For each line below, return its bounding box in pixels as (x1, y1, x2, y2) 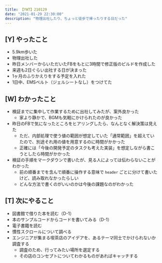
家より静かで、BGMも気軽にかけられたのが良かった (19, 115, 122, 120)
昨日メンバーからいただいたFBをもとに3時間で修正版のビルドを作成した (12, 61, 156, 67)
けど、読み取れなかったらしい (19, 175, 79, 181)
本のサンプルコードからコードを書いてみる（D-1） (12, 217, 112, 222)
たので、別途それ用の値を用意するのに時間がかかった (19, 139, 126, 144)
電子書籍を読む (12, 222, 42, 228)
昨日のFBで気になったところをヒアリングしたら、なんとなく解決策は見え (12, 121, 157, 126)
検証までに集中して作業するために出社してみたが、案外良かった (12, 108, 139, 114)
